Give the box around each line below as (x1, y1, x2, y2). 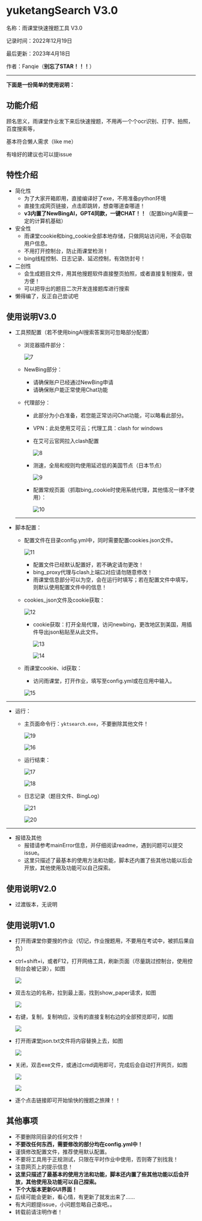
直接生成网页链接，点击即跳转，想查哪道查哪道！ (23, 202, 145, 209)
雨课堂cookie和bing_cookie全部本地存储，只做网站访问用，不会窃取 (23, 232, 192, 240)
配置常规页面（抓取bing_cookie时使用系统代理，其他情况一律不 (32, 486, 189, 493)
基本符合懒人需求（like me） (6, 138, 77, 145)
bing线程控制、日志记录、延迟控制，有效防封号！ (23, 255, 146, 262)
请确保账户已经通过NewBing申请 (32, 379, 114, 386)
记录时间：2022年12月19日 (6, 37, 73, 44)
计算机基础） (34, 217, 67, 224)
